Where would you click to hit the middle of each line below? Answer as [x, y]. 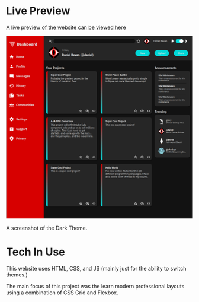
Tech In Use [36, 252]
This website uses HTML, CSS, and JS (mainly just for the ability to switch [96, 268]
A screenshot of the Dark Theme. [47, 228]
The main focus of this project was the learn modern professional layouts [95, 286]
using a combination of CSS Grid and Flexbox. [62, 293]
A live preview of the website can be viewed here [66, 27]
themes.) [17, 275]
